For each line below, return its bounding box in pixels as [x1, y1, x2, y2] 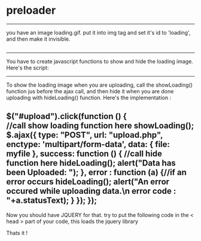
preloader [6, 4, 56, 17]
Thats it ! [6, 229, 28, 236]
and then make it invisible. [6, 35, 71, 42]
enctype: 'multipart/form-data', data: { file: [6, 139, 170, 150]
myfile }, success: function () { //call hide [6, 149, 163, 159]
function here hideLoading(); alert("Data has [6, 158, 176, 168]
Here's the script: [6, 64, 49, 71]
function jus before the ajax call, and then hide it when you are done [6, 87, 174, 94]
